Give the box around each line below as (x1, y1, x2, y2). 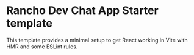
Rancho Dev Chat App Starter (6, 4, 159, 18)
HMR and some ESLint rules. (6, 43, 78, 50)
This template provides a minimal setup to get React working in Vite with (6, 36, 188, 44)
